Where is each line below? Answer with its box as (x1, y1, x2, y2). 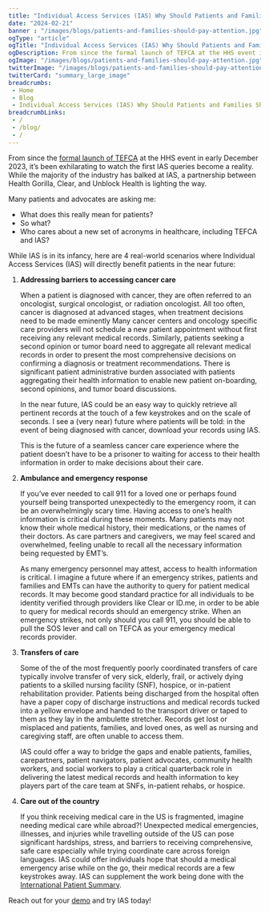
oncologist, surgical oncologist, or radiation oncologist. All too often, (19, 298, 246, 309)
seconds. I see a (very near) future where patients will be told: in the (19, 416, 246, 426)
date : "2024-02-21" (8, 19, 74, 27)
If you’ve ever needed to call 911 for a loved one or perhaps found (19, 488, 237, 498)
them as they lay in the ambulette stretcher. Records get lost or (19, 714, 228, 724)
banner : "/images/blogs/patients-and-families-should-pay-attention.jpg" (8, 26, 263, 34)
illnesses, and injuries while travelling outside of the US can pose (19, 829, 235, 838)
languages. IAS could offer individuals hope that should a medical (19, 854, 236, 864)
